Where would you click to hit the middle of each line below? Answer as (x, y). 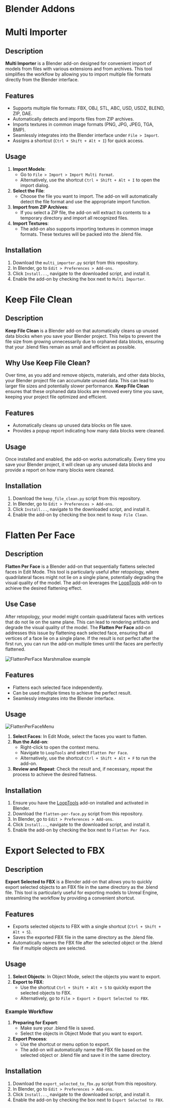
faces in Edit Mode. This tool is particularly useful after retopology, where (82, 572)
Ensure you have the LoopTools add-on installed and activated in (80, 803)
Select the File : (29, 191)
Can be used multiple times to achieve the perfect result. (72, 692)
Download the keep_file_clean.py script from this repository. (77, 498)
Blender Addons (40, 9)
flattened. (15, 649)
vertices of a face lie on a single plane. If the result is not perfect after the (82, 638)
